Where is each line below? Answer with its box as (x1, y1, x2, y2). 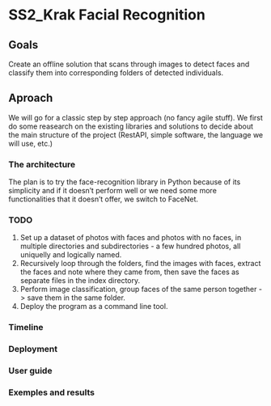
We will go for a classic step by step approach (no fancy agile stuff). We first (8, 112, 263, 122)
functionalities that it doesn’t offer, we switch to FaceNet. (8, 194, 199, 204)
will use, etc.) (8, 138, 53, 148)
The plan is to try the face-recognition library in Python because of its (8, 177, 241, 187)
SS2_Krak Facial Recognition (8, 6, 206, 24)
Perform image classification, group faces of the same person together (19, 285, 257, 294)
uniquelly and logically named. (19, 250, 122, 260)
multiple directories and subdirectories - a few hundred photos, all (19, 241, 241, 252)
